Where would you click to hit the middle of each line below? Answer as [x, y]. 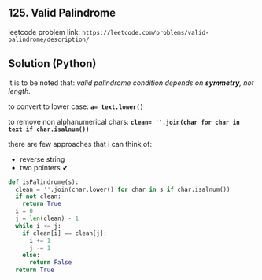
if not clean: [38, 196]
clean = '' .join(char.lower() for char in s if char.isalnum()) [123, 189]
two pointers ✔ [44, 167]
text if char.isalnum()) [49, 129]
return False [50, 263]
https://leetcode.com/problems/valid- [146, 32]
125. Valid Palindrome [62, 13]
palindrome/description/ [49, 39]
